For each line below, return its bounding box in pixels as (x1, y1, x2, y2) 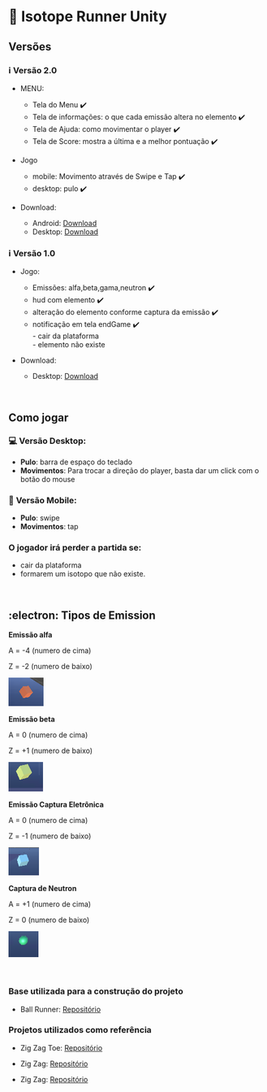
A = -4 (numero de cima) (8, 646, 92, 655)
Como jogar (8, 411, 69, 424)
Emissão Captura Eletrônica (8, 800, 104, 810)
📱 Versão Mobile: (8, 494, 77, 506)
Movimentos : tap (19, 522, 79, 532)
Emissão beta (8, 715, 55, 724)
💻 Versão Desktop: (8, 435, 87, 446)
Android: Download (32, 218, 97, 228)
